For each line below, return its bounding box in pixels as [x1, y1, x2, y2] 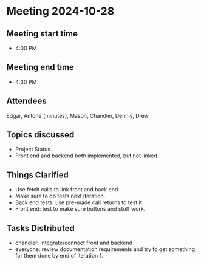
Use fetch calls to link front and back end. [15, 186, 120, 193]
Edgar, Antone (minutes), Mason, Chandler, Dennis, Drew [6, 112, 149, 119]
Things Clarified [6, 170, 69, 180]
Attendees [6, 96, 47, 106]
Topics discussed [6, 129, 75, 140]
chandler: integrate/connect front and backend [15, 239, 132, 247]
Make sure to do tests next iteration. [15, 193, 106, 200]
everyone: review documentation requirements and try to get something [15, 246, 196, 253]
